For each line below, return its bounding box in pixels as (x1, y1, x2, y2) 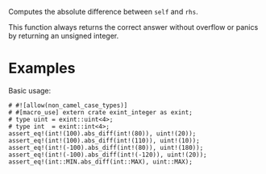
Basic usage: (8, 85, 52, 95)
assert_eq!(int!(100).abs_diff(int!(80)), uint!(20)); (8, 129, 197, 138)
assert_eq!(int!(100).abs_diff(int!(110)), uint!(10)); (8, 136, 200, 144)
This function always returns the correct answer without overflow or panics (8, 23, 259, 31)
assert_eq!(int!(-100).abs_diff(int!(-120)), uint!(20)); (8, 151, 207, 159)
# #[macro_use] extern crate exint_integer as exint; (8, 108, 193, 116)
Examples (8, 60, 76, 77)
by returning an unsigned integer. (8, 31, 119, 40)
